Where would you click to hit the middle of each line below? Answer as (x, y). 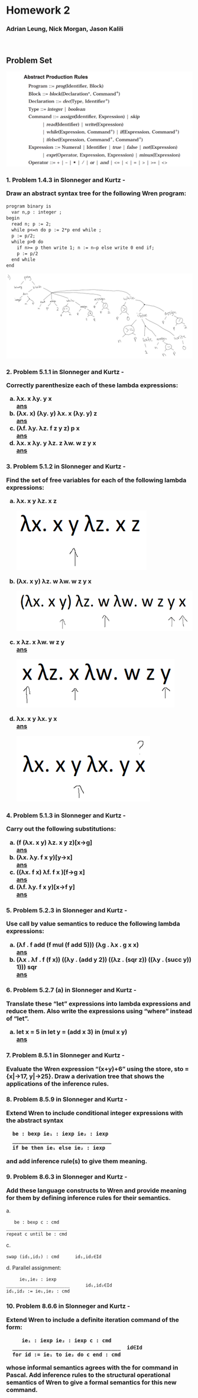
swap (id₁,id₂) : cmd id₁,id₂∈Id (54, 1257)
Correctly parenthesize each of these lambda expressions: (92, 385)
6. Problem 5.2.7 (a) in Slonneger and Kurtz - (72, 990)
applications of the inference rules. (58, 1084)
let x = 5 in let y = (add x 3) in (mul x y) (72, 1032)
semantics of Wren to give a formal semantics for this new (91, 1383)
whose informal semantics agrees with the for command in (92, 1368)
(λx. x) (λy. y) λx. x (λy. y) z (57, 414)
